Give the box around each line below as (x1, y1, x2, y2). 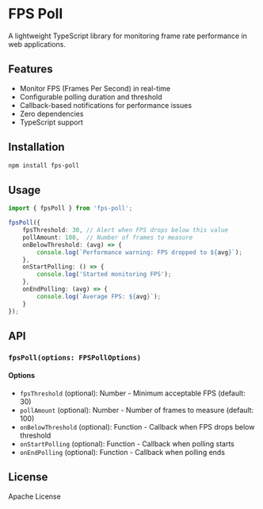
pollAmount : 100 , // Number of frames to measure (22, 233, 193, 241)
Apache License (8, 492, 61, 501)
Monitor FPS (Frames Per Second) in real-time (19, 83, 171, 93)
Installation (8, 141, 65, 154)
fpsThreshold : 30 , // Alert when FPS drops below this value (22, 226, 228, 234)
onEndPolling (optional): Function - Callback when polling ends (19, 448, 226, 457)
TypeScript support (19, 117, 83, 127)
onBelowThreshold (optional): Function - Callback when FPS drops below (19, 422, 255, 432)
